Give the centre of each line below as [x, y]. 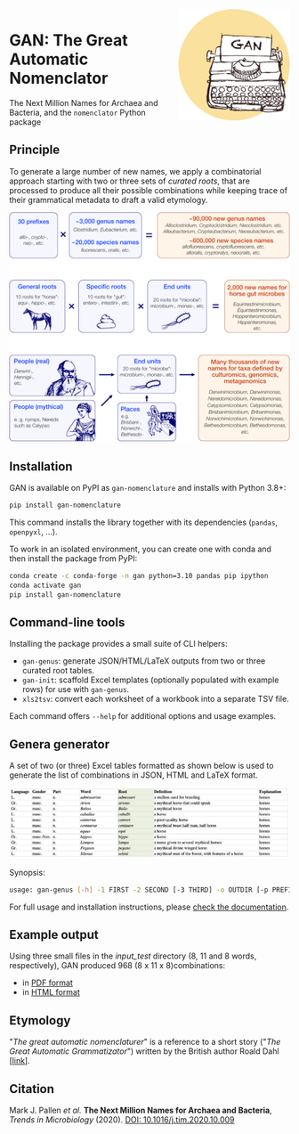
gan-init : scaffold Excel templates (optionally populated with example [150, 680]
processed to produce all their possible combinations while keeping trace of [148, 190]
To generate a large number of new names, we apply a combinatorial [135, 171]
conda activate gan [45, 585]
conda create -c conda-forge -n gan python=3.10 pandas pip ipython [139, 575]
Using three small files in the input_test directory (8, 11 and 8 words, [133, 956]
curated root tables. [58, 671]
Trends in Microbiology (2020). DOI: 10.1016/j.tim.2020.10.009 [122, 1120]
